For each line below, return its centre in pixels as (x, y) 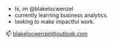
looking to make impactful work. (55, 21)
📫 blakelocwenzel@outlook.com (47, 34)
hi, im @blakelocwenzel (44, 9)
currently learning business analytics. (61, 15)
